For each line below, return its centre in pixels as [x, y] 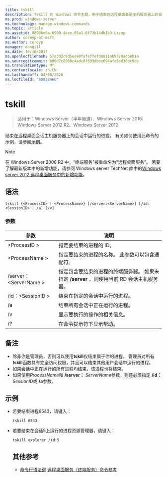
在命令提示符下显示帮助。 [88, 324]
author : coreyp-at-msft [30, 38]
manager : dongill [23, 47]
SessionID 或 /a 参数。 [34, 381]
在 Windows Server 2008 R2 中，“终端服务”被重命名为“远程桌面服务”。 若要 [83, 162]
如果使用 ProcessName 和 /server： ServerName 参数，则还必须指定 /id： [87, 375]
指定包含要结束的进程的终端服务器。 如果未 [109, 271]
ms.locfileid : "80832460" [32, 79]
